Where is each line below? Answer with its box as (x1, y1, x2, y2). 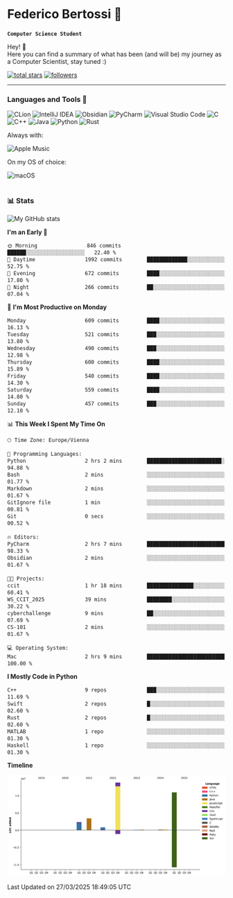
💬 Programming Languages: (7, 450, 82, 457)
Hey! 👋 (7, 42, 26, 51)
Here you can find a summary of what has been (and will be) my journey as (7, 50, 222, 58)
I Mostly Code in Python (7, 672, 78, 680)
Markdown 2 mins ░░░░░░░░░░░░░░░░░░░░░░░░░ (7, 485, 225, 492)
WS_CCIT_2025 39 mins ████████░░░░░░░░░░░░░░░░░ (7, 596, 225, 603)
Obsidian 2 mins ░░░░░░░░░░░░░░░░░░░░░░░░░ (7, 554, 225, 561)
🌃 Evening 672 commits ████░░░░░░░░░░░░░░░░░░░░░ (7, 270, 225, 276)
